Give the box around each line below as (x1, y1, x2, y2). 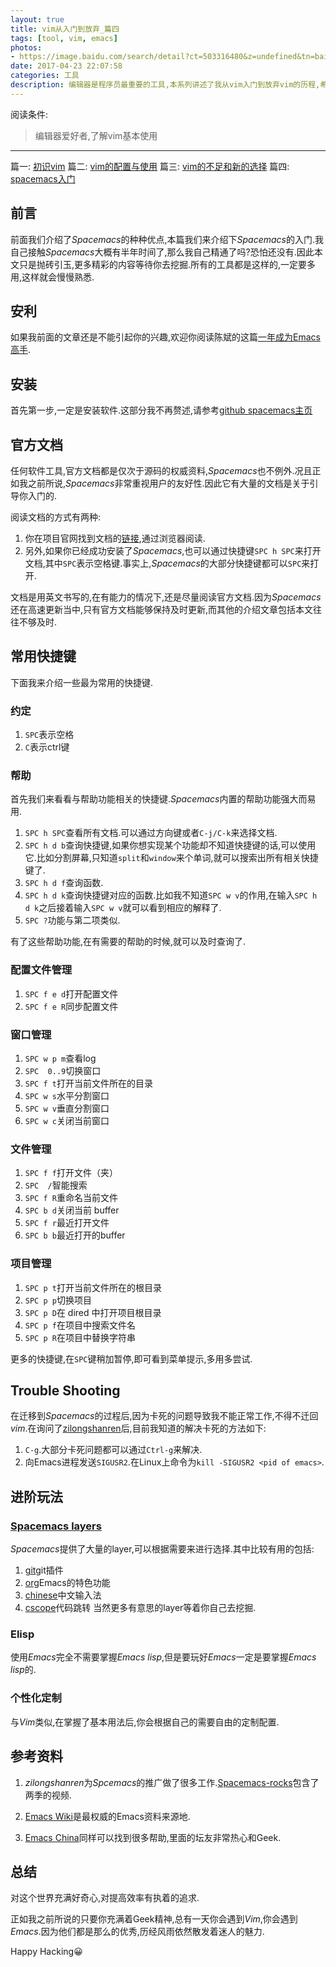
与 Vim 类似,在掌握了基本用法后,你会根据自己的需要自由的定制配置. (10, 1716, 280, 1728)
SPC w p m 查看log (24, 1052, 97, 1064)
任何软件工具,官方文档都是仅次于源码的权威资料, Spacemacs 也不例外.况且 (10, 465, 313, 476)
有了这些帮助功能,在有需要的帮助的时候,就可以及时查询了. (10, 936, 247, 948)
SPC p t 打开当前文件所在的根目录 (24, 1281, 162, 1293)
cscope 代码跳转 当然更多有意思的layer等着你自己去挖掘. (24, 1602, 257, 1614)
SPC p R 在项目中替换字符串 (24, 1331, 136, 1343)
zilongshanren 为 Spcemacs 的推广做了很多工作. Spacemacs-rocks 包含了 (24, 1776, 320, 1788)
